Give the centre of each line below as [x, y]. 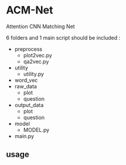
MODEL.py [36, 130]
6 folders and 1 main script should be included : [63, 37]
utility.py [33, 74]
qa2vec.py [36, 61]
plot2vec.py [38, 55]
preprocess [28, 49]
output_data [29, 105]
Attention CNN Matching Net [40, 26]
